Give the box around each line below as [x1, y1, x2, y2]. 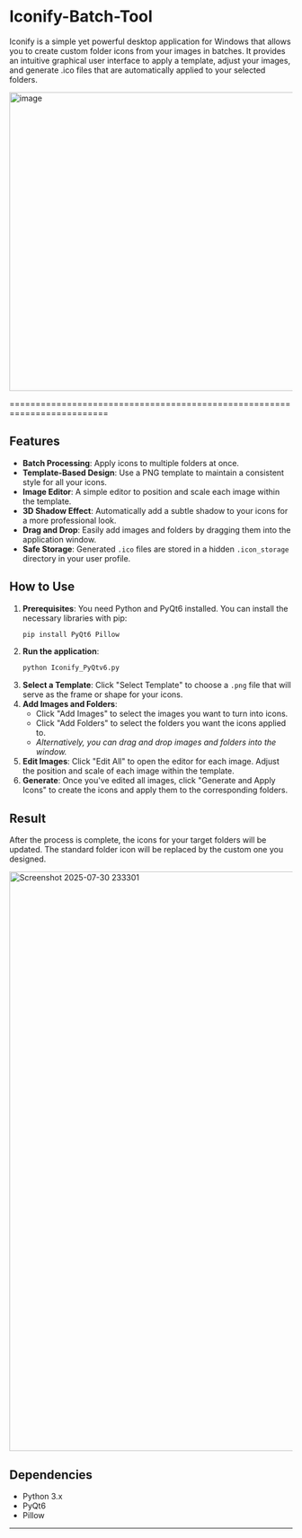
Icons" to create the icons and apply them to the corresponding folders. [22, 784, 289, 796]
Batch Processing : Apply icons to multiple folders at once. [22, 457, 240, 468]
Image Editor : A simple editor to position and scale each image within [22, 486, 280, 497]
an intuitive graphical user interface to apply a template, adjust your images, [9, 55, 290, 66]
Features [9, 434, 60, 449]
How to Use [9, 579, 75, 595]
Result [9, 810, 47, 826]
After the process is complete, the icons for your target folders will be [9, 835, 267, 845]
